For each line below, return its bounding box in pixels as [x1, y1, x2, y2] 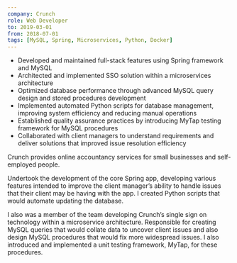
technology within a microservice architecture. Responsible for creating [7, 218, 216, 227]
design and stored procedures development [17, 94, 147, 103]
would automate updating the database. [7, 196, 124, 206]
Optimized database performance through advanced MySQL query [17, 86, 214, 95]
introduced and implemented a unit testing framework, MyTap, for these [7, 240, 218, 249]
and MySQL [17, 64, 53, 72]
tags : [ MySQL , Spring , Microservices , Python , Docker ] [7, 37, 173, 44]
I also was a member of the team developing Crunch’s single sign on [7, 211, 207, 219]
